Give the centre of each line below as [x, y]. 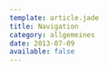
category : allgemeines [52, 35]
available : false [42, 52]
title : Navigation [44, 26]
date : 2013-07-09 [42, 43]
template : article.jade [54, 18]
